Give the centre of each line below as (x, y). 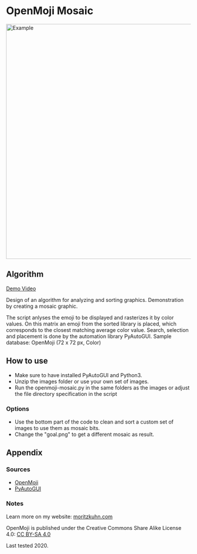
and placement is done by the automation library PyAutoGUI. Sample (89, 336)
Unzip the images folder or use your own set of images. (82, 381)
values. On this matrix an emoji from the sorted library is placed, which (91, 324)
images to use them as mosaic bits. (57, 428)
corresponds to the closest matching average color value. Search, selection (97, 330)
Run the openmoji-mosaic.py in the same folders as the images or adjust (102, 387)
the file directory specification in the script (66, 394)
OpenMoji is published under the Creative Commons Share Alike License (94, 528)
